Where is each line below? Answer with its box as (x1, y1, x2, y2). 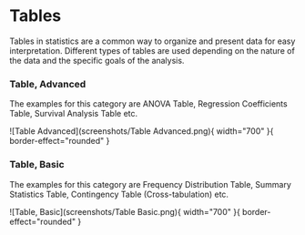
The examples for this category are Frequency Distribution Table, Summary (9, 179, 291, 189)
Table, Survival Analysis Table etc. (9, 108, 138, 119)
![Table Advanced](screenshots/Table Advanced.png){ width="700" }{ (9, 126, 274, 137)
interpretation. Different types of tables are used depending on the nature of (9, 45, 296, 56)
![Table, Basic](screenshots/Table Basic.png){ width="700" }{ (9, 206, 241, 217)
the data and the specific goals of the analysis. (9, 55, 185, 66)
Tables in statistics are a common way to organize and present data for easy (9, 36, 296, 46)
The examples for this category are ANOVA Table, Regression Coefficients (9, 98, 289, 109)
